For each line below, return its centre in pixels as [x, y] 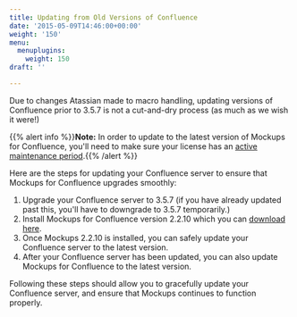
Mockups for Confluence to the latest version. [107, 266]
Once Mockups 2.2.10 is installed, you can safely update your [135, 238]
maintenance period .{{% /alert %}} [74, 155]
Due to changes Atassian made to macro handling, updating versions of [141, 100]
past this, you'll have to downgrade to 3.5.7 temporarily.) [126, 209]
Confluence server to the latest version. [95, 247]
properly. [26, 302]
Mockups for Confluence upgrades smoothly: [93, 182]
